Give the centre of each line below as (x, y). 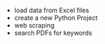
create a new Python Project (56, 18)
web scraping (34, 25)
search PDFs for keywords (53, 33)
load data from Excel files (51, 10)
